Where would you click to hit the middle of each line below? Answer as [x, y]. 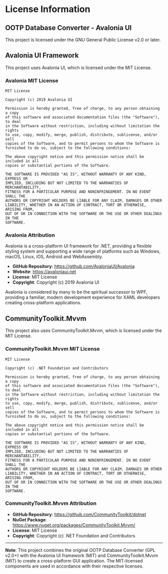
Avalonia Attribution [30, 235]
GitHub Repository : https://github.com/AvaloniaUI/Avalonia [73, 266]
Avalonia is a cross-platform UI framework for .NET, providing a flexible [78, 246]
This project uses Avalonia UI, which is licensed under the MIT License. [78, 67]
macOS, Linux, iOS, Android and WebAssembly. [54, 257]
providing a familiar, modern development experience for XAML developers [82, 297]
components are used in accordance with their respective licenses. [74, 566]
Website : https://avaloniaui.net [44, 272]
